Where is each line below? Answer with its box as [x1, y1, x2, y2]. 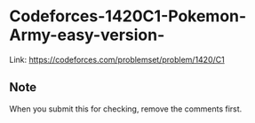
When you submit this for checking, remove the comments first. [9, 104, 243, 114]
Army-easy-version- [9, 25, 165, 45]
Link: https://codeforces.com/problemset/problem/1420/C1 [9, 54, 225, 65]
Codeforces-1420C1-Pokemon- [9, 6, 247, 27]
